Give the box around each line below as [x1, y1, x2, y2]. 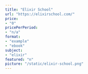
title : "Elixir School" [5, 7, 53, 12]
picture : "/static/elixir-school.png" [5, 61, 84, 66]
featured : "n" [5, 57, 34, 62]
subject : [5, 48, 23, 53]
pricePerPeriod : [5, 25, 38, 30]
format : [5, 35, 21, 39]
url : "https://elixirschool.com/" [5, 12, 75, 17]
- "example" [5, 39, 29, 44]
